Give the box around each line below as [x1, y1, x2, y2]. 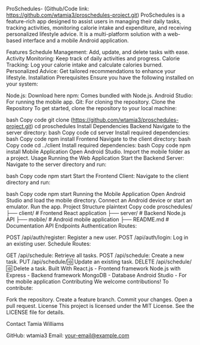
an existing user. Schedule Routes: [6, 240, 91, 247]
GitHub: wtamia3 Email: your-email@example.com [6, 332, 130, 339]
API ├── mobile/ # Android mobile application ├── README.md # [6, 216, 169, 223]
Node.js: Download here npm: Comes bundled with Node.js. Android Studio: [6, 92, 193, 99]
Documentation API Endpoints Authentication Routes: [6, 222, 137, 229]
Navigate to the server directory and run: [6, 161, 106, 168]
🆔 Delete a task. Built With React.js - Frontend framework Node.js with [6, 265, 181, 272]
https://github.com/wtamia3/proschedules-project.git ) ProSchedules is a [6, 11, 185, 19]
